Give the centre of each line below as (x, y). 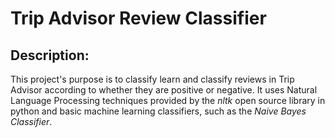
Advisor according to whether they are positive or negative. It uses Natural (164, 90)
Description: (50, 55)
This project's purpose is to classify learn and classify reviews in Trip (152, 79)
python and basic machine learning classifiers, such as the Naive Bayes (158, 111)
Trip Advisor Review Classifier (138, 18)
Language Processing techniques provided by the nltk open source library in (168, 100)
